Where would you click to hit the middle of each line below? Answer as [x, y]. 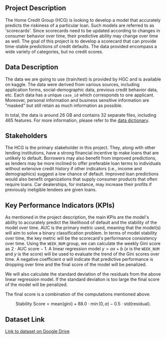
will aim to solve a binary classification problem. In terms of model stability [81, 233]
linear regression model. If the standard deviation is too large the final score [82, 280]
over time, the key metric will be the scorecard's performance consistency [81, 238]
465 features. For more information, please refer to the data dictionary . [77, 120]
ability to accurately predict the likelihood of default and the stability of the [81, 223]
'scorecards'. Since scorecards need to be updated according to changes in [83, 30]
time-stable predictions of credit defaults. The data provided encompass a [81, 46]
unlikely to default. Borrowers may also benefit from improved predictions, [81, 158]
